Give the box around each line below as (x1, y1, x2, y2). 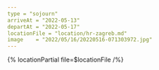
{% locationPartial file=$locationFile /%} (7, 55, 125, 64)
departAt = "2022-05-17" (7, 23, 80, 30)
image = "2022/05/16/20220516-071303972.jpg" (7, 36, 153, 43)
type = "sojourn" (7, 10, 58, 17)
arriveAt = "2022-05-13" (7, 17, 80, 24)
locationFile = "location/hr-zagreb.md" (7, 29, 128, 37)
